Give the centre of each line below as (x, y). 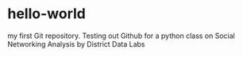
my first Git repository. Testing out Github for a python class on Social (121, 36)
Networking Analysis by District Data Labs (76, 44)
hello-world (47, 14)
